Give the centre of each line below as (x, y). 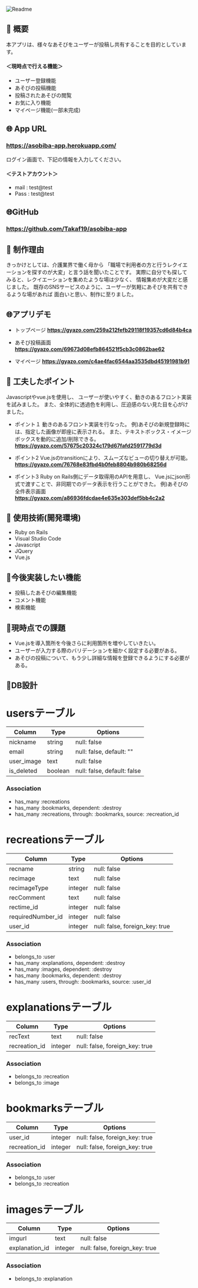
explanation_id (29, 1248)
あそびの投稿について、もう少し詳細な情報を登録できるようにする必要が (102, 658)
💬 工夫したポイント (41, 382)
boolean (58, 771)
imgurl (18, 1238)
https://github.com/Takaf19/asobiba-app (67, 229)
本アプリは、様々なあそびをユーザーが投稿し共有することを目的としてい (94, 44)
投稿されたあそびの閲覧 (43, 95)
